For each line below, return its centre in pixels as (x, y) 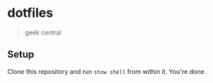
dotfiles (30, 13)
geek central (43, 32)
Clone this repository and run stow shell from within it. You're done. (107, 71)
